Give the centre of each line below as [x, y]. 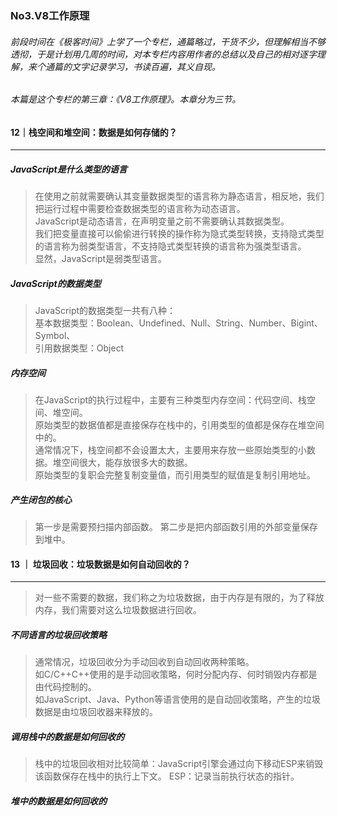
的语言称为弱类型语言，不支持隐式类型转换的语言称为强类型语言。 [170, 246]
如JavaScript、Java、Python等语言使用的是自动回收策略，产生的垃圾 [177, 699]
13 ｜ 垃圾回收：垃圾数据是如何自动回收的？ [100, 564]
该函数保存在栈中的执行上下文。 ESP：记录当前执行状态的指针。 [167, 776]
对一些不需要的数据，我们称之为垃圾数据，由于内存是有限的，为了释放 [179, 598]
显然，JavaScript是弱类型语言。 [101, 259]
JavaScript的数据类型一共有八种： [105, 311]
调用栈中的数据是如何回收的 [67, 736]
